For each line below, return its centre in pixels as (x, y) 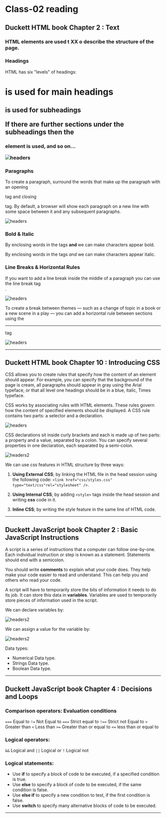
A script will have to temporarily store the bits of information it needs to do (81, 590)
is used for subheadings (43, 110)
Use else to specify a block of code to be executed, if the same (77, 785)
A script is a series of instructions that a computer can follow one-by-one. (80, 549)
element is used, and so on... (40, 146)
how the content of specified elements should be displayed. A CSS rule (78, 410)
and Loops (22, 697)
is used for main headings (59, 92)
